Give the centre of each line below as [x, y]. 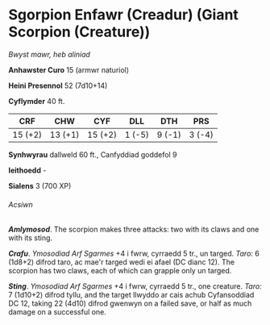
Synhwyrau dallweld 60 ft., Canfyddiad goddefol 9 [93, 154]
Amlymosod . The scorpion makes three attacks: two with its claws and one [134, 229]
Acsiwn [21, 204]
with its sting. [31, 238]
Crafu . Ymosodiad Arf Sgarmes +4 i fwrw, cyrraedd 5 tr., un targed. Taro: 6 [134, 254]
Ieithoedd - [27, 170]
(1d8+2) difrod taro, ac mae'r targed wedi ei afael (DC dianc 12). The [122, 262]
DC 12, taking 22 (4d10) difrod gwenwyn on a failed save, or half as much [130, 303]
